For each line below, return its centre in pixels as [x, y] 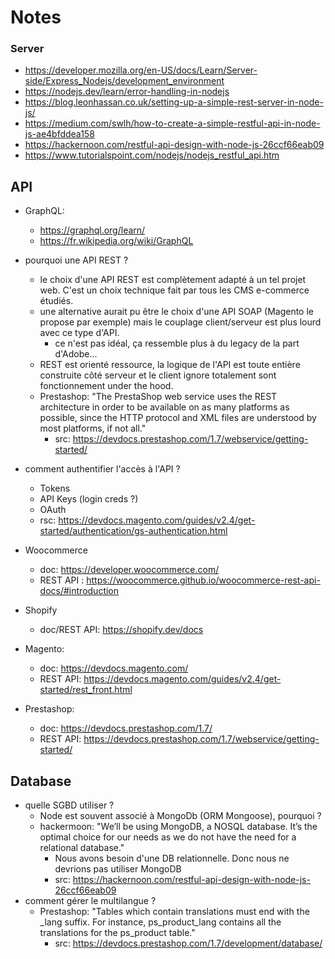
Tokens [55, 488]
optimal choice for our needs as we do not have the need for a [168, 837]
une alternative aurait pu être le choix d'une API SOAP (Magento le [176, 312]
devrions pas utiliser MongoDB [118, 869]
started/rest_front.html [86, 690]
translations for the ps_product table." [117, 933]
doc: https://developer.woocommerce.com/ [129, 570]
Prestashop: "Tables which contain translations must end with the [174, 912]
